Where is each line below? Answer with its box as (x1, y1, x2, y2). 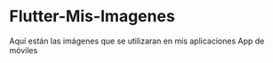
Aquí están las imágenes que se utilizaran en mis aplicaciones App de (9, 35, 265, 46)
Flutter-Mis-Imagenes (9, 6, 175, 27)
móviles (9, 44, 38, 55)
